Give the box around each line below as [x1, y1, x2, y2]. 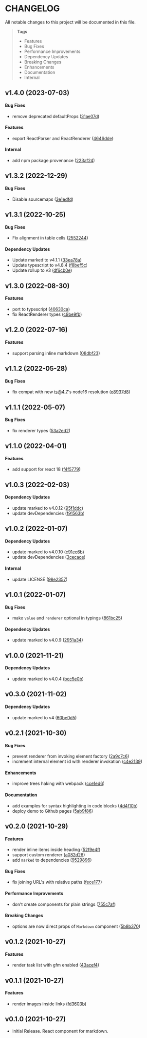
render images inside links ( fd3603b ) [12, 1001, 87, 1007]
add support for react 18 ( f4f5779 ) [12, 466, 81, 472]
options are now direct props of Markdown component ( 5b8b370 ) [12, 923, 141, 929]
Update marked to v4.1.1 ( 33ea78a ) [12, 257, 82, 263]
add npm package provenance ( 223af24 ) [12, 157, 95, 163]
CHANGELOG [5, 3, 60, 14]
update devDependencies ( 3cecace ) [12, 554, 86, 560]
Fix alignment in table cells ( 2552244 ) [12, 235, 89, 241]
